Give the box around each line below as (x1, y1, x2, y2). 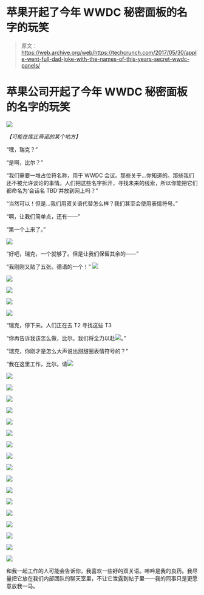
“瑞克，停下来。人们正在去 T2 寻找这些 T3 (6, 321, 112, 329)
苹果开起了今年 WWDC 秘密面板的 (6, 5, 177, 19)
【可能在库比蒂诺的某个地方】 (6, 133, 81, 140)
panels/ (21, 61, 41, 69)
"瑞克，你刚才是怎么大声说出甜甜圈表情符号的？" (6, 347, 129, 355)
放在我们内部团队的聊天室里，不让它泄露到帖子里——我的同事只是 (22, 574, 187, 582)
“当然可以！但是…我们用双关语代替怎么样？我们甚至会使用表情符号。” (6, 200, 178, 207)
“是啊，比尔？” (6, 159, 44, 166)
